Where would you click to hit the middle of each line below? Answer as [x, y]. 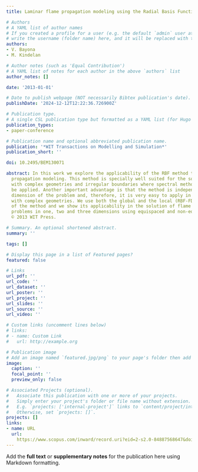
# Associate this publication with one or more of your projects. [92, 395]
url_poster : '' [25, 292]
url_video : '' [24, 315]
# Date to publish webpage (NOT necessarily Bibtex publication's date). [99, 98]
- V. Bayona [21, 50]
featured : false [26, 260]
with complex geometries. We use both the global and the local [92, 201]
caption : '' [26, 369]
